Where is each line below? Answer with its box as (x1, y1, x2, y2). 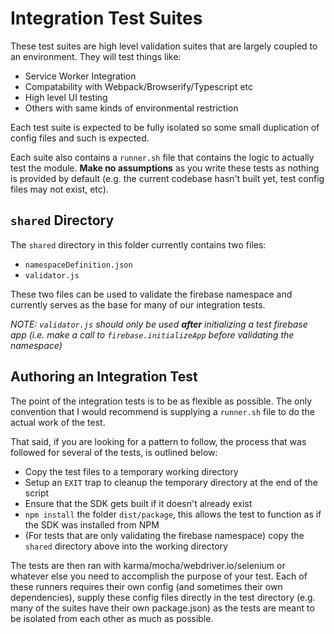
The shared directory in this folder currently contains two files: (10, 238, 267, 251)
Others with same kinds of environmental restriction (24, 102, 239, 114)
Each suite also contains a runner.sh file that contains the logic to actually (10, 151, 315, 163)
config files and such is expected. (10, 132, 150, 144)
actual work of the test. (10, 416, 106, 428)
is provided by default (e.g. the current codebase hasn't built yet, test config (10, 172, 325, 184)
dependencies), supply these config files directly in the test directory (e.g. (10, 591, 316, 603)
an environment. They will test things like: (10, 50, 182, 62)
